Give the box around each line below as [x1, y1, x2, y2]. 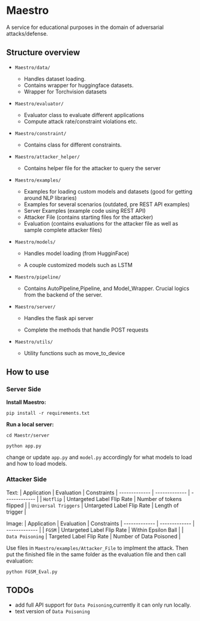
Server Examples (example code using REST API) [23, 207, 146, 214]
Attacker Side [6, 475, 47, 484]
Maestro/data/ [14, 65, 50, 71]
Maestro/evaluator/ [14, 101, 64, 107]
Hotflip [43, 496, 62, 502]
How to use [6, 367, 49, 377]
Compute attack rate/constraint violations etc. [23, 118, 138, 125]
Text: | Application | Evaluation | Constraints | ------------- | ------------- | [6, 489, 190, 496]
